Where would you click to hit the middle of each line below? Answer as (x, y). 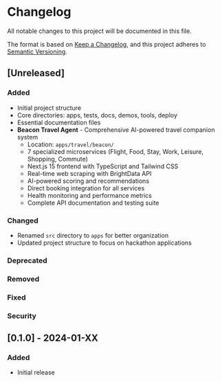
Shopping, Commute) (57, 159)
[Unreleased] (36, 73)
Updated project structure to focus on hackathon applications (104, 243)
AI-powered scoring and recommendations (88, 181)
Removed (23, 279)
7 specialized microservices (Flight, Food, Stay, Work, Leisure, (115, 151)
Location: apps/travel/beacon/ (71, 144)
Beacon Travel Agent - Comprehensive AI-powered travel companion (116, 130)
